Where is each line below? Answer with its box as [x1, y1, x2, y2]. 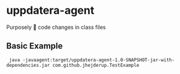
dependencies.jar [6, 62, 50, 68]
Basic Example [6, 41, 63, 51]
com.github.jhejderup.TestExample [52, 62, 139, 68]
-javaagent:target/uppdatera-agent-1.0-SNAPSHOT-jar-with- [22, 57, 175, 63]
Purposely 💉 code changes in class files [6, 23, 106, 31]
